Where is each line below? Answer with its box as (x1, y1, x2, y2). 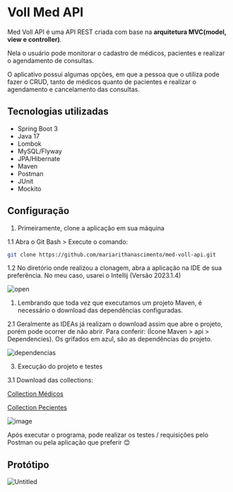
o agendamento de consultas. (7, 56, 94, 64)
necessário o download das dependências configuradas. (17, 306, 184, 315)
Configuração (7, 205, 70, 217)
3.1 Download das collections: (7, 376, 94, 385)
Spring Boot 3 (17, 124, 59, 133)
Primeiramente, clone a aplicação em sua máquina (17, 223, 165, 232)
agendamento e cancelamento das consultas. (7, 85, 140, 93)
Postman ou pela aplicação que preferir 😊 (7, 438, 131, 447)
